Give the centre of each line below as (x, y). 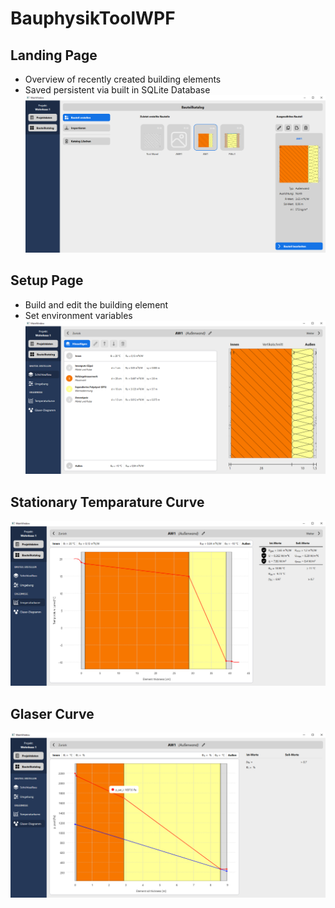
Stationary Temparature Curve (107, 502)
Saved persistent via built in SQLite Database (117, 90)
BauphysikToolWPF (93, 18)
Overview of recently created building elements (123, 79)
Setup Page (47, 280)
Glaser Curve (52, 713)
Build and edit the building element (96, 304)
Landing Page (54, 55)
